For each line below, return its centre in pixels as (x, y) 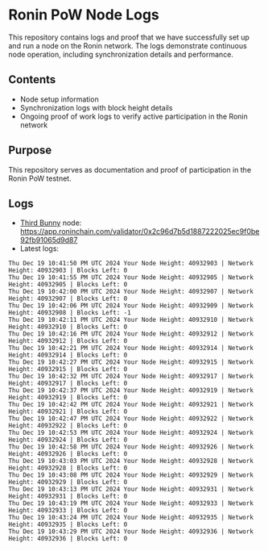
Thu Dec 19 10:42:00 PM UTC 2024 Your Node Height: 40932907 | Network (131, 292)
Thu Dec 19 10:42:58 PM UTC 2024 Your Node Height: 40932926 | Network (131, 447)
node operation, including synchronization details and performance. (121, 54)
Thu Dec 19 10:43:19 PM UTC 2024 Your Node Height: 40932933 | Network (131, 503)
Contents (32, 79)
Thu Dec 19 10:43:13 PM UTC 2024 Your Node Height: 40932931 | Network (131, 490)
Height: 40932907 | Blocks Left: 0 (68, 299)
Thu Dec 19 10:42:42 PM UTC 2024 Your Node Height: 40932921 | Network (131, 405)
